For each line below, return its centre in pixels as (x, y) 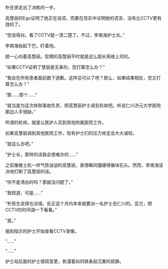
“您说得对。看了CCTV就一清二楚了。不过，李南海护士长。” (65, 35)
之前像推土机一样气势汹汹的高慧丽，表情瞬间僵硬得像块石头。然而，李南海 (82, 165)
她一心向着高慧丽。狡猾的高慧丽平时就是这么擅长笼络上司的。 (69, 56)
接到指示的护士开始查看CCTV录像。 (42, 231)
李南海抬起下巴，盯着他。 (32, 46)
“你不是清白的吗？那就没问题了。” (39, 182)
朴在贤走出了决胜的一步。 (32, 7)
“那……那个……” (21, 95)
